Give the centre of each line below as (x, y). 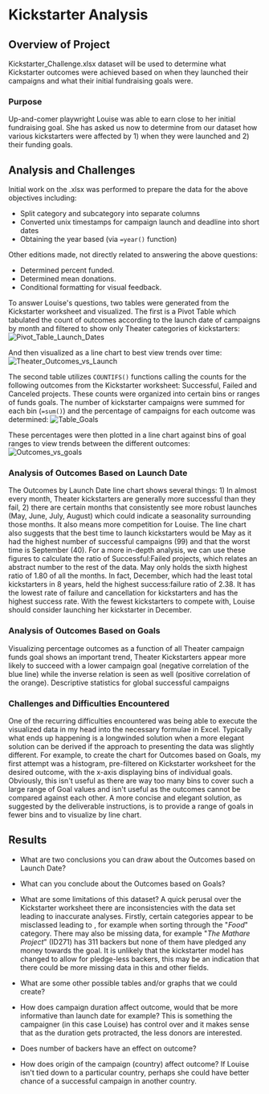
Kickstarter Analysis (78, 15)
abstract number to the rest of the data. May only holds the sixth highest (128, 567)
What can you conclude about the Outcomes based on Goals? (122, 883)
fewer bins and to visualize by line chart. (75, 815)
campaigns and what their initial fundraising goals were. (101, 81)
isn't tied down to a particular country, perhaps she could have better (134, 1072)
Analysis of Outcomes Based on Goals (84, 631)
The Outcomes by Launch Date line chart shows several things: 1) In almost (132, 490)
